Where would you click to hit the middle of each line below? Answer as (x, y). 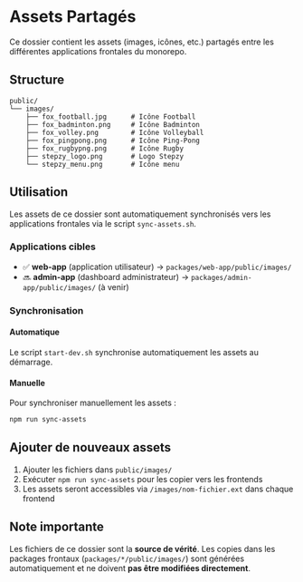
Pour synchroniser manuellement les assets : (93, 403)
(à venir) (114, 286)
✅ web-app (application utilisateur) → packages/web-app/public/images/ (157, 267)
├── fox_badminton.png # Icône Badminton (113, 124)
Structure (37, 80)
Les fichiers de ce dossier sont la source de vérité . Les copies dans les (142, 548)
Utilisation (39, 192)
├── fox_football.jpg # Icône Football (111, 116)
